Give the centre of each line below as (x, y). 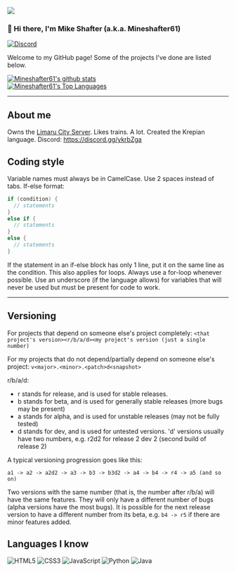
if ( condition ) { (33, 199)
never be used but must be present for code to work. (84, 287)
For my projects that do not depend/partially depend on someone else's (111, 359)
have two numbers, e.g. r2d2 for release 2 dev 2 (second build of (112, 439)
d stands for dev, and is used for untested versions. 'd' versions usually (121, 431)
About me (29, 115)
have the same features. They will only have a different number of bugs (111, 499)
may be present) (41, 409)
